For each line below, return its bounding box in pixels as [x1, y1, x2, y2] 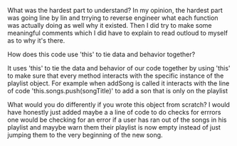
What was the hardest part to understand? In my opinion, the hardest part [7, 6, 223, 14]
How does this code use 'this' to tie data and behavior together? [7, 50, 196, 58]
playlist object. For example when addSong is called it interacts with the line [7, 79, 230, 88]
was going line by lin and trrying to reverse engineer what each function [7, 14, 218, 22]
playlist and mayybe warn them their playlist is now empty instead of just [7, 123, 221, 131]
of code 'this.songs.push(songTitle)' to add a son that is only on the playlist [7, 87, 228, 95]
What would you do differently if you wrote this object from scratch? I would [7, 100, 230, 109]
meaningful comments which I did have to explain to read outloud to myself [7, 28, 228, 37]
